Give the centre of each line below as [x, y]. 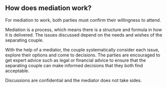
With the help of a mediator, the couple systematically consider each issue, [82, 49]
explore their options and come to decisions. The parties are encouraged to [83, 55]
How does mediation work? [48, 8]
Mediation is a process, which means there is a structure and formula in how [83, 30]
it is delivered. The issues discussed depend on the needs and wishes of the [84, 35]
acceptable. [17, 71]
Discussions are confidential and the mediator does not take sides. [74, 80]
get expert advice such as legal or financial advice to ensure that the [76, 60]
